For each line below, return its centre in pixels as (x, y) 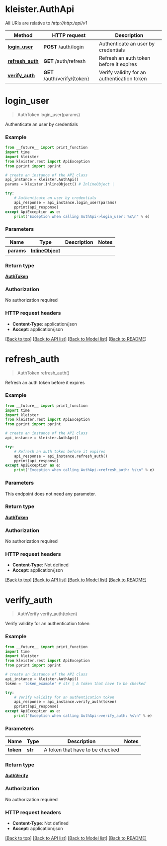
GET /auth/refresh (65, 61)
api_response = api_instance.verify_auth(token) (65, 702)
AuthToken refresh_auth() (43, 373)
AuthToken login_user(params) (49, 114)
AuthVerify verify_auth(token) (47, 614)
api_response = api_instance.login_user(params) (65, 202)
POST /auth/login (64, 47)
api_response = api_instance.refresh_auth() (61, 456)
